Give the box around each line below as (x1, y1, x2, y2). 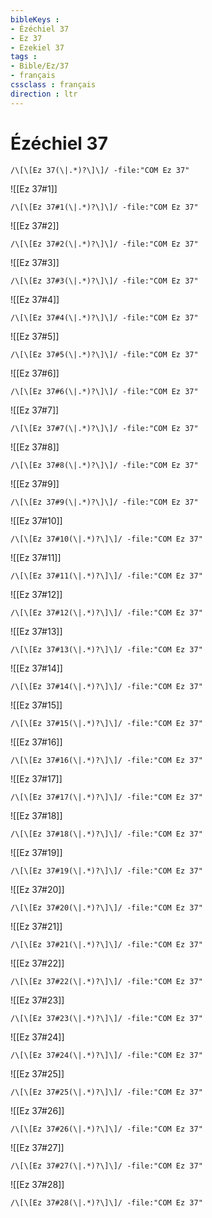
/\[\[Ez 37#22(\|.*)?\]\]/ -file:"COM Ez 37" (10, 976, 203, 986)
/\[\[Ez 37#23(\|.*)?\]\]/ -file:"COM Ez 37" (10, 1013, 203, 1023)
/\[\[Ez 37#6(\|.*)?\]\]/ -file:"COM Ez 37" (10, 386, 199, 396)
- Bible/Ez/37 (10, 61, 70, 71)
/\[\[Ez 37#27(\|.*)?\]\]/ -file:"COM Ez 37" (10, 1161, 203, 1171)
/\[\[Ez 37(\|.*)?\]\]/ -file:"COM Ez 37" (10, 165, 190, 175)
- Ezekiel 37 (10, 42, 65, 53)
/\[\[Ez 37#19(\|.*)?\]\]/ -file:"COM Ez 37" (10, 866, 203, 876)
